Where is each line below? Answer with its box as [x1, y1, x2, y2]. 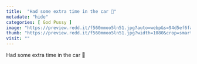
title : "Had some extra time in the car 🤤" [6, 8, 117, 15]
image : [6, 24, 22, 31]
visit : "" [6, 35, 30, 41]
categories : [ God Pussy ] [6, 19, 72, 25]
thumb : [6, 30, 22, 36]
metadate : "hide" [6, 14, 49, 20]
